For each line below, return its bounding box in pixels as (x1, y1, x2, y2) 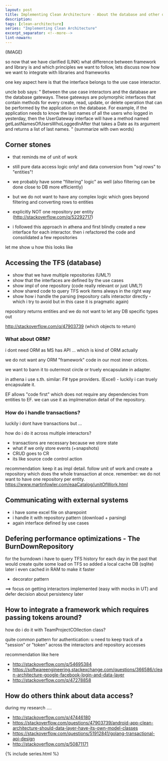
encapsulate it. (5, 381, 36, 387)
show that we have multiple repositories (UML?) (12, 272, 111, 278)
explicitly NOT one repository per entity (12, 208, 94, 214)
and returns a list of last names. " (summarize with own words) (5, 126, 134, 132)
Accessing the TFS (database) (5, 259, 101, 267)
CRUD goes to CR (12, 450, 49, 456)
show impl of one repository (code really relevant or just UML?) (12, 283, 143, 289)
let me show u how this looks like (5, 244, 73, 250)
